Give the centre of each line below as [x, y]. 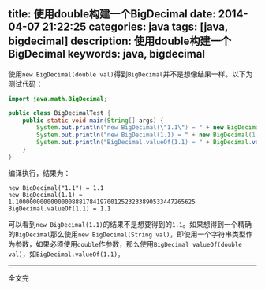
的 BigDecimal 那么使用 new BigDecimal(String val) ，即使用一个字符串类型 [127, 234]
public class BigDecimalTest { [60, 113]
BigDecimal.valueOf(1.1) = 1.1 [60, 208]
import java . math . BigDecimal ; [58, 99]
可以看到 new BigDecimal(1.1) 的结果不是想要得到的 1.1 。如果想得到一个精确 [130, 224]
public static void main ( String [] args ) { [93, 121]
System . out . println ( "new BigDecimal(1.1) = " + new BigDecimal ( [144, 135]
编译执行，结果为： [39, 173]
